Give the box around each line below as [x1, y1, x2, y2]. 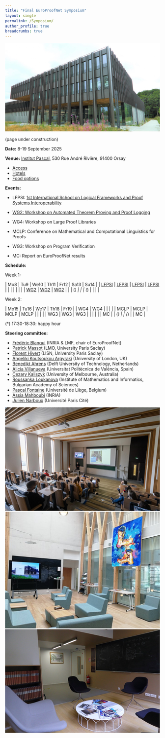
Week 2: [5, 296, 22, 302]
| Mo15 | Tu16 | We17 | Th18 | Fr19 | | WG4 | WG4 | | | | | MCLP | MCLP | [5, 306, 148, 312]
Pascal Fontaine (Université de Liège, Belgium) [12, 387, 107, 393]
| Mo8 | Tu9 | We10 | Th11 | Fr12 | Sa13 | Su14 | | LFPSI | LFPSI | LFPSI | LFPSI [5, 282, 160, 288]
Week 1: [5, 272, 21, 278]
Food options [12, 176, 39, 182]
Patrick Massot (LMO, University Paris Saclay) [12, 345, 106, 351]
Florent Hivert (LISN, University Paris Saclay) [12, 350, 103, 356]
